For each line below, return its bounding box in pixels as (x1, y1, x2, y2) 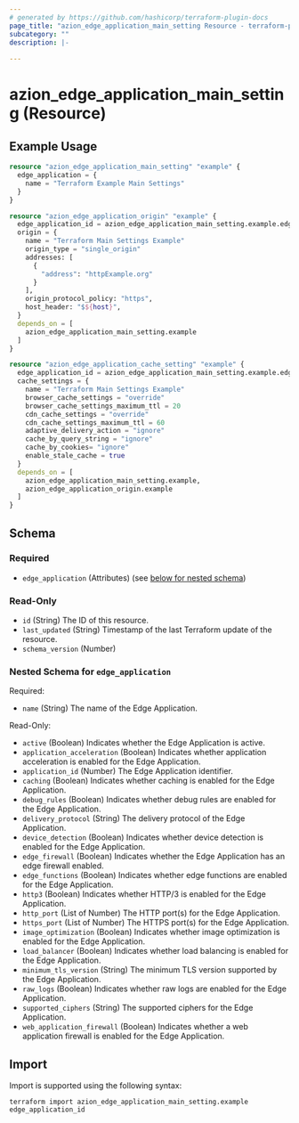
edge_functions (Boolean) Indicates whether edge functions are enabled (21, 870, 287, 881)
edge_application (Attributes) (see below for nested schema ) (21, 572, 246, 583)
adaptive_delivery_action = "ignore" (25, 427, 166, 435)
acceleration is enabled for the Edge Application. (21, 756, 201, 767)
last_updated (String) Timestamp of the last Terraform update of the (21, 624, 273, 635)
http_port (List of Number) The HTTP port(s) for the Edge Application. (21, 907, 280, 918)
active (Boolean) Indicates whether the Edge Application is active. (21, 737, 265, 748)
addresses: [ (25, 253, 74, 262)
